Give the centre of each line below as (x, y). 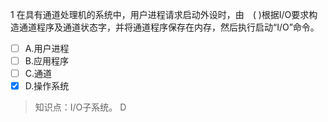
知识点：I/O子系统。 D (80, 107)
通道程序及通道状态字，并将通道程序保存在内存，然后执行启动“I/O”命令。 (169, 27)
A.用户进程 (47, 48)
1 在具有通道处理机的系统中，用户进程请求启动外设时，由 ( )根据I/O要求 (160, 14)
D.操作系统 (47, 86)
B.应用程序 (46, 61)
